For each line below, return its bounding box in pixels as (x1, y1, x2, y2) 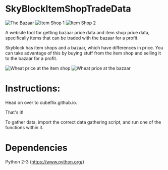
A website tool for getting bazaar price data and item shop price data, (5, 29, 150, 35)
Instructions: (5, 83, 61, 94)
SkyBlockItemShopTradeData (5, 3, 131, 15)
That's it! (5, 109, 24, 115)
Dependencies (5, 142, 68, 154)
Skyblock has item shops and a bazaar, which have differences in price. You (5, 44, 163, 50)
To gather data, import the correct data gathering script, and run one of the (5, 119, 161, 125)
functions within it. (5, 124, 44, 130)
